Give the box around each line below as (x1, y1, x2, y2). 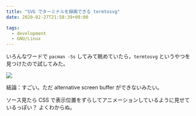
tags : (6, 25, 20, 31)
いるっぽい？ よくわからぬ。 (6, 104, 75, 111)
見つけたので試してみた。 (6, 60, 69, 67)
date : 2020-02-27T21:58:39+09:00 (6, 14, 89, 20)
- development (11, 30, 46, 36)
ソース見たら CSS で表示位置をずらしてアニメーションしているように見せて (6, 96, 190, 104)
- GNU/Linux (11, 36, 41, 42)
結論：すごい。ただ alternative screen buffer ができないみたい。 (6, 84, 163, 91)
